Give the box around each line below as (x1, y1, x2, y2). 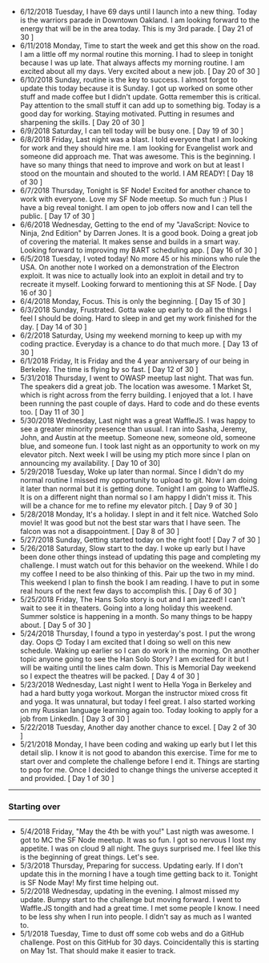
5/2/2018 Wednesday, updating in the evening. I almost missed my (19, 886, 239, 896)
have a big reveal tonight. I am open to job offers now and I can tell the (19, 203, 253, 212)
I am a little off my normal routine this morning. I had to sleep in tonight (19, 50, 254, 59)
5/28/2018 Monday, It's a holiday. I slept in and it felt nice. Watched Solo (19, 509, 259, 519)
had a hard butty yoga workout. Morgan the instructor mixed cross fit (19, 689, 248, 698)
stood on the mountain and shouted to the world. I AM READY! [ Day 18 (19, 168, 254, 178)
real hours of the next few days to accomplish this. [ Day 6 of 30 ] (19, 586, 237, 596)
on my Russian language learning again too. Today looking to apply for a (19, 706, 259, 714)
